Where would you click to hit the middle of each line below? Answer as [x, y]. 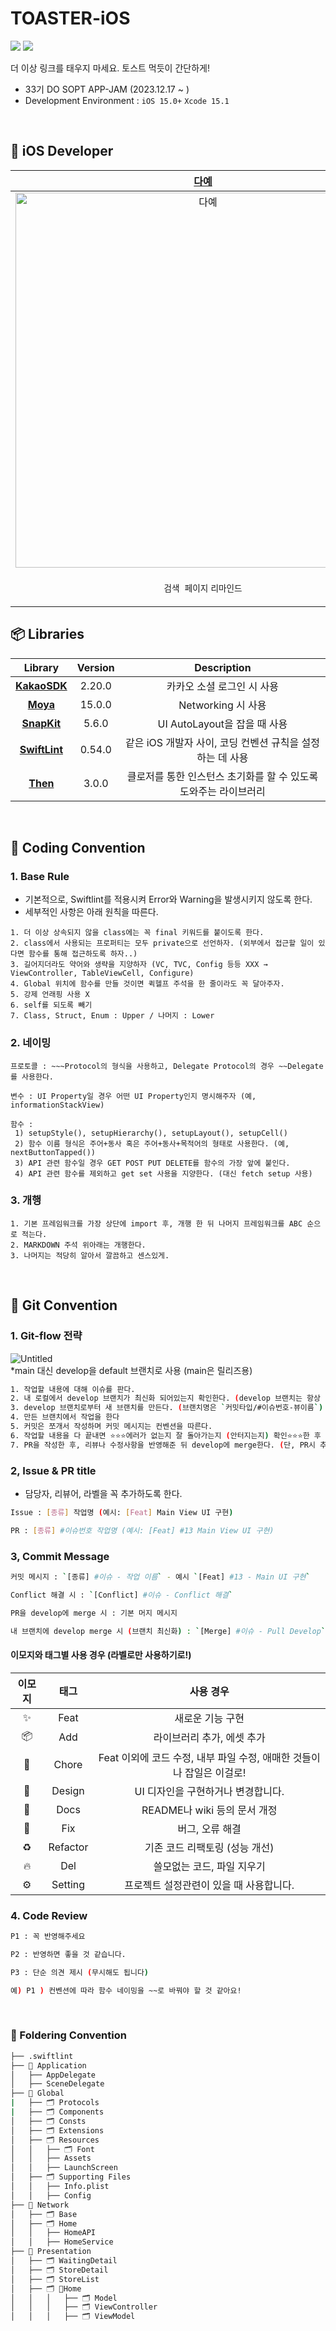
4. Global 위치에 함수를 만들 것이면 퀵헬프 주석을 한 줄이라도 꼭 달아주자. [147, 984]
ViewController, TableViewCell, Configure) [102, 973]
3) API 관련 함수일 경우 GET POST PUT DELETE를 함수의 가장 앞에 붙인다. [152, 1163]
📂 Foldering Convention [68, 2035]
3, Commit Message [60, 1556]
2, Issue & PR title [53, 1470]
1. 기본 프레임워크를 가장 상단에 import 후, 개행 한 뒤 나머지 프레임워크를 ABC [156, 1223]
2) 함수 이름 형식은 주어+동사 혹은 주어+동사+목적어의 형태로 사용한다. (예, [152, 1143]
